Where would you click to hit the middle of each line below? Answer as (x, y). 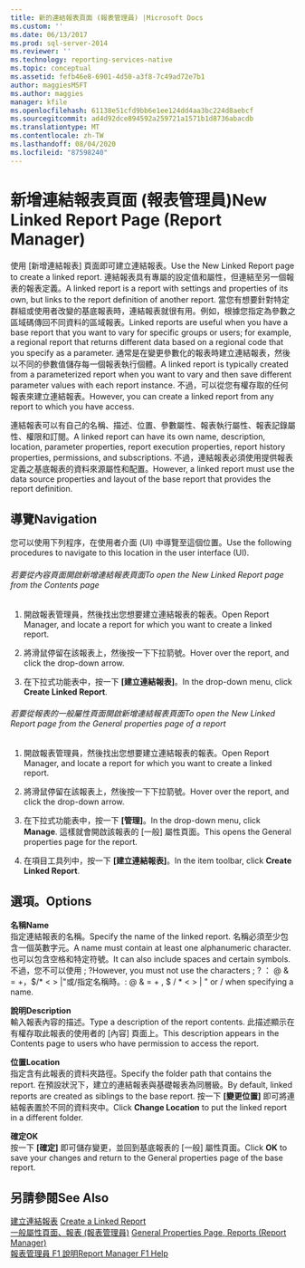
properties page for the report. (81, 841)
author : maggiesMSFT (49, 85)
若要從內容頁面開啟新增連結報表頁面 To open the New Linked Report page (147, 574)
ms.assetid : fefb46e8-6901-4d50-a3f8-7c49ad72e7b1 (108, 77)
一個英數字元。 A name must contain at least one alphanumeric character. (154, 947)
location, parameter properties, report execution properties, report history (148, 447)
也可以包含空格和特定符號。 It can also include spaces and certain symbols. (150, 959)
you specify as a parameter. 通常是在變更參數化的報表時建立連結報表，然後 (150, 352)
